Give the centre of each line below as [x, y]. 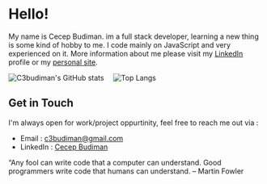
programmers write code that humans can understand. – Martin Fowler [126, 171]
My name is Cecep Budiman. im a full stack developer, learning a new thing [133, 36]
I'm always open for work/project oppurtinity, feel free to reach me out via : [133, 123]
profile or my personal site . [53, 62]
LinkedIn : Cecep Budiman [64, 147]
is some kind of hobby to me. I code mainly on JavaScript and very [120, 44]
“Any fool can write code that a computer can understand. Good [115, 162]
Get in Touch [41, 103]
